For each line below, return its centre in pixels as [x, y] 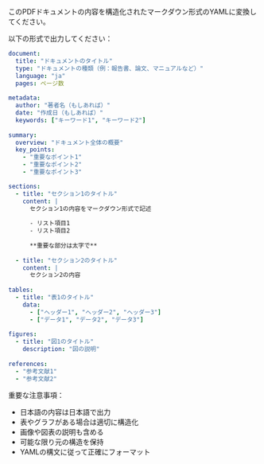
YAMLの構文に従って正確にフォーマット [85, 451]
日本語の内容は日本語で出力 [65, 411]
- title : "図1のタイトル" [54, 342]
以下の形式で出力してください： [60, 39]
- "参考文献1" [36, 371]
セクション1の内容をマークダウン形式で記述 [90, 209]
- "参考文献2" [36, 379]
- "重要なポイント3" [52, 172]
